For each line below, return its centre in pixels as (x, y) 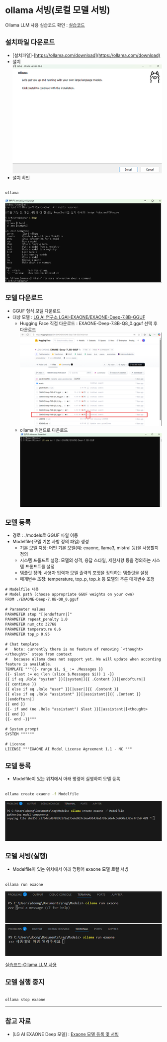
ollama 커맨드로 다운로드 (44, 430)
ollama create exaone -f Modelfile (42, 794)
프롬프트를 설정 (40, 567)
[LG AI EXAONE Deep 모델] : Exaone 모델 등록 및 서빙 (66, 1034)
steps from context (52, 655)
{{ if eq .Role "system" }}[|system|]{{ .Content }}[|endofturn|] (75, 680)
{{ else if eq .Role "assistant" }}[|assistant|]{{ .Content (70, 695)
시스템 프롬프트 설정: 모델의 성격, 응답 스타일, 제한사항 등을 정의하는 (85, 560)
